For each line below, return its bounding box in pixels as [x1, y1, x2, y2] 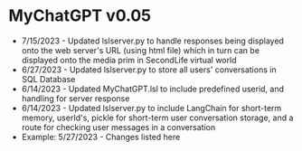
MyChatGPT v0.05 [8, 5, 152, 26]
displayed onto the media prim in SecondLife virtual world [21, 54, 237, 65]
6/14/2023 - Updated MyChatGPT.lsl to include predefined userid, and [21, 83, 285, 94]
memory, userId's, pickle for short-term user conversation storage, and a [21, 112, 294, 123]
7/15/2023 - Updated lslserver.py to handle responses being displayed [21, 35, 284, 46]
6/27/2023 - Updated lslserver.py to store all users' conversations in [21, 64, 277, 75]
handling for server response [21, 92, 130, 104]
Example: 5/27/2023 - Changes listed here [21, 131, 181, 142]
